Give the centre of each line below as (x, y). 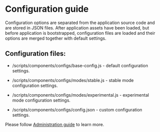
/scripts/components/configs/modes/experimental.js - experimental (80, 95)
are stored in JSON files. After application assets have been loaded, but (77, 27)
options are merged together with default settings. (56, 38)
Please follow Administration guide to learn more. (55, 124)
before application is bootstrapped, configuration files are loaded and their (80, 33)
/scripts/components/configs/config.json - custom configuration (77, 109)
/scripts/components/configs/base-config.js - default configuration (80, 65)
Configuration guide (47, 9)
